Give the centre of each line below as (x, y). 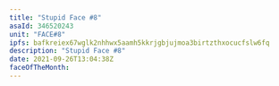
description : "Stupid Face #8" (68, 51)
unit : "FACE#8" (38, 34)
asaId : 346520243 (42, 26)
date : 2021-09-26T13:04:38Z (62, 59)
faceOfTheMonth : (39, 68)
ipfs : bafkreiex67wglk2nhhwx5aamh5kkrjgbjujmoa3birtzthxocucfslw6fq (139, 43)
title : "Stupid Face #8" (55, 17)
